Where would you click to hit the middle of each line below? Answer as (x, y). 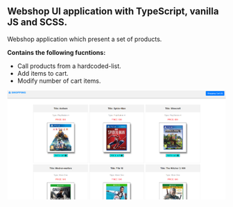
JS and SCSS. (37, 23)
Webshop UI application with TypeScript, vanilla (113, 11)
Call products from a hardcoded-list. (69, 66)
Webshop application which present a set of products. (85, 39)
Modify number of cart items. (59, 81)
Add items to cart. (43, 73)
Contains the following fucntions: (57, 52)
